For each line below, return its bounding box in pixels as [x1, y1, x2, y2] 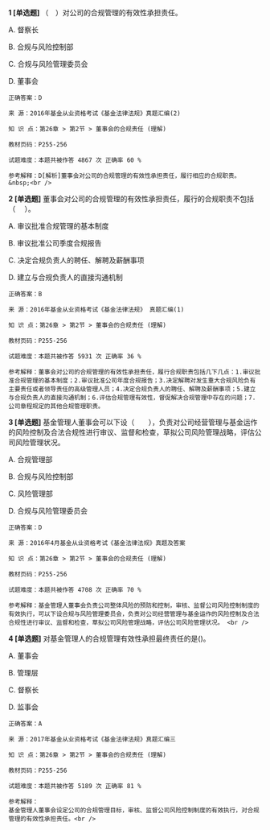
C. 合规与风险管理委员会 [8, 60, 88, 68]
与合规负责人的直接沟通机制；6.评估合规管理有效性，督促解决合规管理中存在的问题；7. [8, 394, 256, 402]
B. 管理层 [8, 668, 39, 677]
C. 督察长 [8, 685, 39, 695]
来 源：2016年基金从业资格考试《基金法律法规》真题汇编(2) [8, 109, 181, 118]
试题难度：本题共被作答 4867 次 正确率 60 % [8, 156, 142, 164]
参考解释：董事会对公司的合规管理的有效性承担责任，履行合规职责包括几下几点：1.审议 [8, 368, 255, 376]
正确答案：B [8, 290, 43, 298]
